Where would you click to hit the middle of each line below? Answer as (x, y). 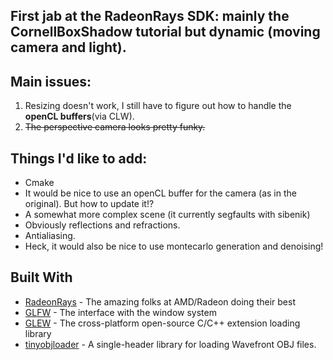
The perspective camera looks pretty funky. (115, 127)
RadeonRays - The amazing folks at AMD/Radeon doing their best (160, 301)
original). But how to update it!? (89, 204)
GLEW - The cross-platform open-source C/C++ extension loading (162, 323)
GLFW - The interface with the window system (120, 312)
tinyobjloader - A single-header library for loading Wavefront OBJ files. (170, 344)
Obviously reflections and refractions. (102, 225)
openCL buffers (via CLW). (79, 116)
